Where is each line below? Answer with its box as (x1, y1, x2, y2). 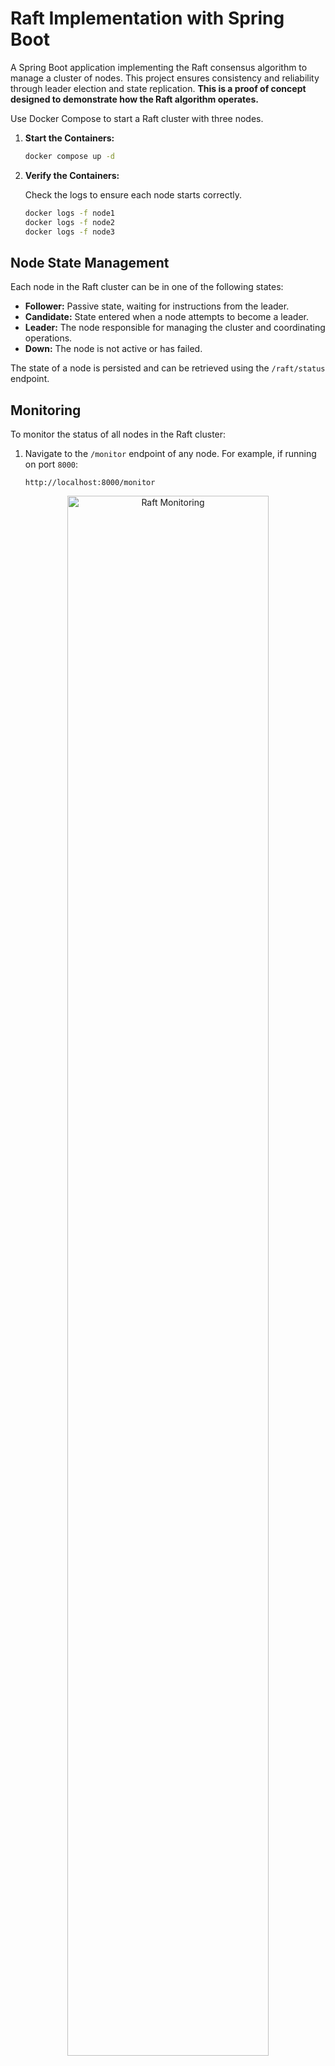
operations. (24, 332, 73, 344)
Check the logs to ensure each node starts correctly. (24, 188, 243, 201)
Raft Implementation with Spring (10, 7, 285, 30)
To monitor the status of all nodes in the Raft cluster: (10, 428, 227, 441)
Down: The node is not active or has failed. (24, 343, 203, 355)
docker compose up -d (24, 151, 115, 161)
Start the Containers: (24, 132, 115, 144)
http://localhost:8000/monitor (24, 478, 156, 488)
